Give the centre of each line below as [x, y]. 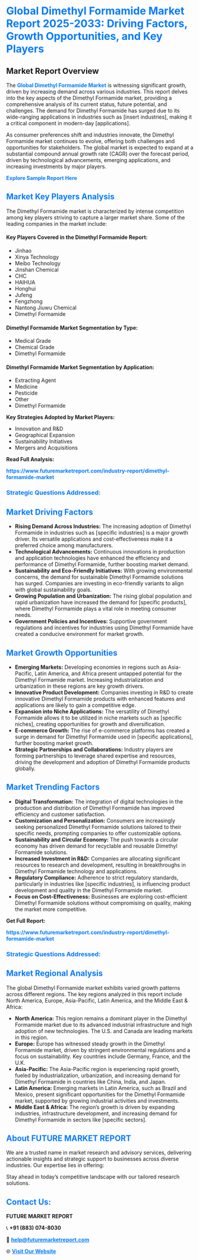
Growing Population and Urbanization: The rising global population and [103, 596]
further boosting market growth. [54, 743]
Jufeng [23, 295]
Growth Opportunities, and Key [84, 36]
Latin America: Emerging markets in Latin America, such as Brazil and [101, 1088]
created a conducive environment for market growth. [79, 634]
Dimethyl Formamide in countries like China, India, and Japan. [90, 1081]
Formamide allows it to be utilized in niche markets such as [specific [98, 718]
